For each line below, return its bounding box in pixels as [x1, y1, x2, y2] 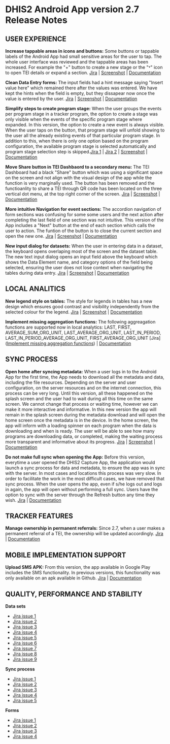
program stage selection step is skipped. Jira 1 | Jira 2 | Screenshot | [5, 149, 148, 154]
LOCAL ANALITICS [5, 284, 66, 293]
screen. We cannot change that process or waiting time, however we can [5, 401, 158, 407]
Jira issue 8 [12, 651, 37, 657]
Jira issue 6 [12, 640, 37, 646]
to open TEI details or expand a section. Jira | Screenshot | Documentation [5, 70, 161, 76]
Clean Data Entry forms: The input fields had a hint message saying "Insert [5, 80, 163, 85]
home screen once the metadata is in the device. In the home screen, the [5, 417, 158, 423]
